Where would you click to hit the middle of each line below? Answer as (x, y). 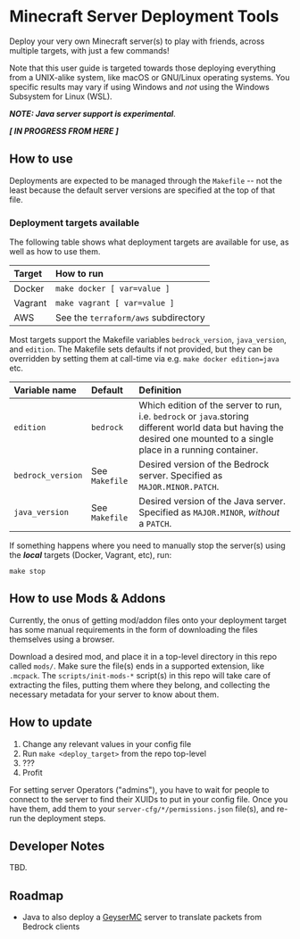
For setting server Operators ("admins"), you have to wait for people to (139, 789)
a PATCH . (155, 524)
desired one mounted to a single (206, 439)
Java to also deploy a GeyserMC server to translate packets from (142, 918)
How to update (51, 723)
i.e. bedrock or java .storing (194, 417)
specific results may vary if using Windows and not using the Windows (139, 87)
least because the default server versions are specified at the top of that (142, 190)
